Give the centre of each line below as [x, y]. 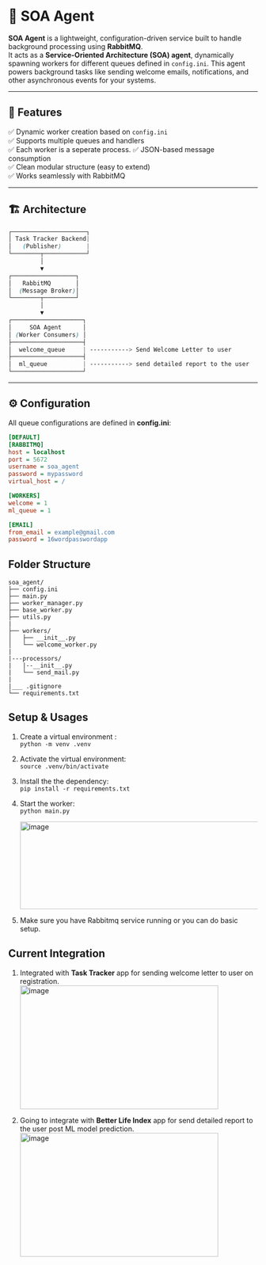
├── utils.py [30, 617]
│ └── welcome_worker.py [53, 645]
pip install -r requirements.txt [75, 789]
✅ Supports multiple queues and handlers [76, 140]
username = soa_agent [44, 467]
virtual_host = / [37, 482]
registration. [39, 981]
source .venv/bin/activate [64, 766]
